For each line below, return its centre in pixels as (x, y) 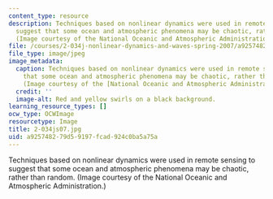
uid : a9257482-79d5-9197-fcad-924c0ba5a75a (83, 136)
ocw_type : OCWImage (41, 115)
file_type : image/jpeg (47, 54)
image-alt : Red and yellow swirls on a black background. (116, 99)
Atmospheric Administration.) (58, 186)
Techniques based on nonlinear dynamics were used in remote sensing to (132, 160)
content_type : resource (49, 16)
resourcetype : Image (43, 122)
